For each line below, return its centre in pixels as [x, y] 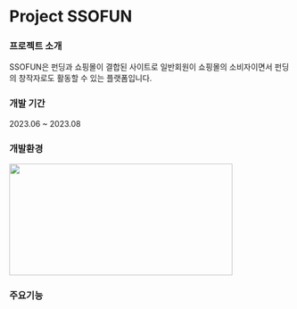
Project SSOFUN [71, 17]
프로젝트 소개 [36, 46]
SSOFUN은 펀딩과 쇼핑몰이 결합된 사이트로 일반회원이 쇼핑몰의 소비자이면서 [141, 67]
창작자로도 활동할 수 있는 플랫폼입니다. [85, 79]
